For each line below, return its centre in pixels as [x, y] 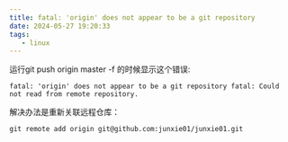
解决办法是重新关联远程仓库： [64, 112]
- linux [36, 43]
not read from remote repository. [74, 94]
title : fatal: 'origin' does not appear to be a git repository [132, 18]
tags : [19, 34]
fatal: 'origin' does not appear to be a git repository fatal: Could [144, 86]
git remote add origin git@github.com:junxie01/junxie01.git [126, 129]
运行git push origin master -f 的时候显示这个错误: [100, 69]
